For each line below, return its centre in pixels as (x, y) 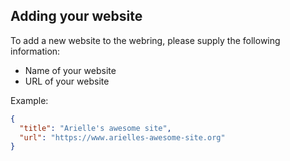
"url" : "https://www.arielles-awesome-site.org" (122, 137)
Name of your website (70, 70)
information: (35, 51)
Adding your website (76, 16)
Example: (29, 100)
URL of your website (67, 81)
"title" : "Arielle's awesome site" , (95, 128)
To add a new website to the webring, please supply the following (145, 40)
